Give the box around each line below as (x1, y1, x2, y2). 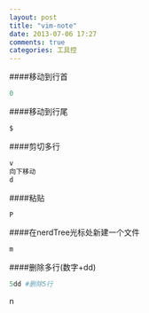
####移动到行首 (9, 72, 68, 82)
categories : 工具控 (9, 46, 77, 55)
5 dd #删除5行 (9, 280, 53, 289)
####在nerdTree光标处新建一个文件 (9, 227, 140, 238)
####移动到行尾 (9, 106, 68, 116)
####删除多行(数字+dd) (9, 262, 97, 273)
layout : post (9, 12, 58, 22)
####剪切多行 (9, 141, 60, 152)
